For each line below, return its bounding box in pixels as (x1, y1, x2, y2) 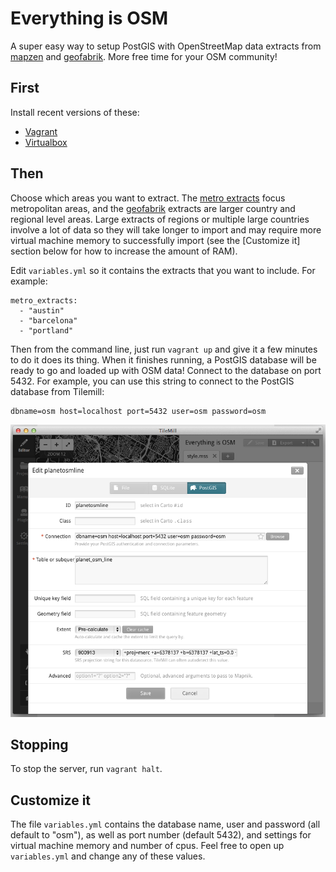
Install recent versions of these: (10, 106, 140, 118)
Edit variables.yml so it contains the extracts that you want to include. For (10, 264, 316, 276)
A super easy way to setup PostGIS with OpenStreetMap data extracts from (10, 40, 322, 52)
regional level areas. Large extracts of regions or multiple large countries (10, 213, 310, 225)
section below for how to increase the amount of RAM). (10, 245, 238, 257)
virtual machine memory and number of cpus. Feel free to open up (10, 840, 285, 852)
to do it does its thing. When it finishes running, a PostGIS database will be (10, 353, 317, 366)
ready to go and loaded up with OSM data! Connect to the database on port (10, 364, 322, 376)
